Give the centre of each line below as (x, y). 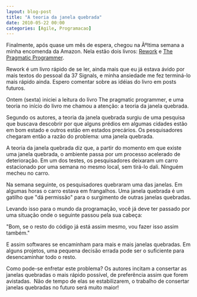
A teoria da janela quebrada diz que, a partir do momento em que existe (94, 148)
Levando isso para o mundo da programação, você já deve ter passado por (98, 209)
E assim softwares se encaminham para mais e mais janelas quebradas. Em (99, 245)
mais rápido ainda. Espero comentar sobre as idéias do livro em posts (91, 82)
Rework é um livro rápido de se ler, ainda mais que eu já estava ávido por (96, 69)
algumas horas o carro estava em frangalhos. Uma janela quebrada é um (95, 191)
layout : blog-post (29, 12)
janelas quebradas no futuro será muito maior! (63, 287)
